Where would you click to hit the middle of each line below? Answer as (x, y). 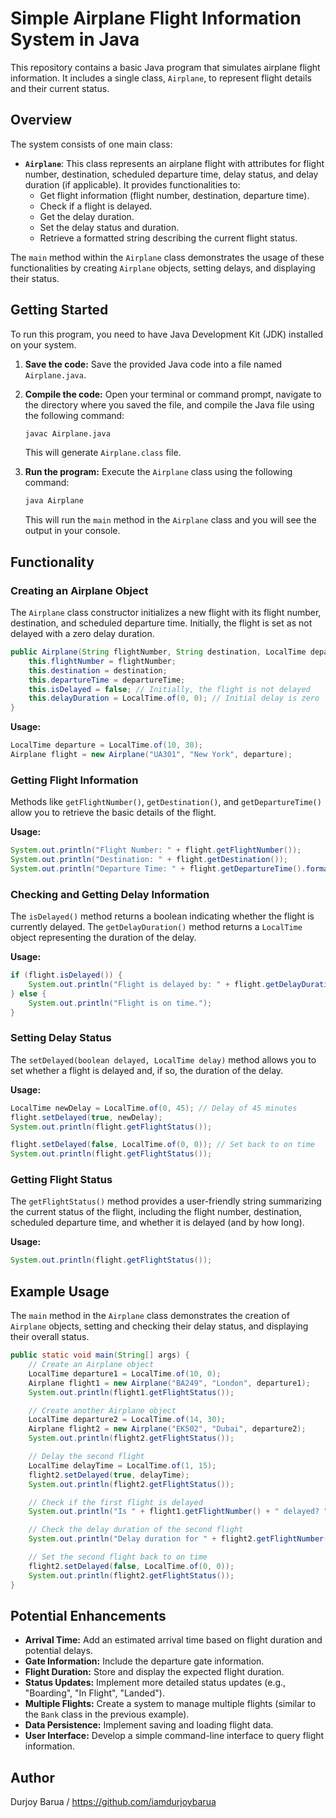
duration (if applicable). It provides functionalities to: (132, 184)
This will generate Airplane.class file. (103, 453)
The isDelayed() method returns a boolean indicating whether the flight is (162, 916)
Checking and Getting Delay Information (110, 894)
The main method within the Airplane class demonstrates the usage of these (167, 257)
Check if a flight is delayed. (96, 206)
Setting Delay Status (61, 1038)
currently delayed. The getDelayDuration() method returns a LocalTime (156, 927)
